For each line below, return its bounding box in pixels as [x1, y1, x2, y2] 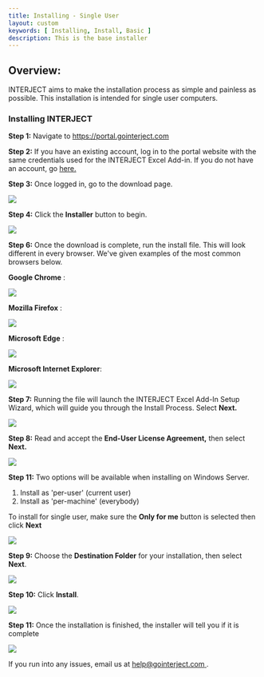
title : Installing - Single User [8, 11, 120, 20]
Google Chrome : [8, 273, 66, 282]
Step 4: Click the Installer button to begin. [8, 209, 148, 220]
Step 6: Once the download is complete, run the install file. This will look [8, 241, 246, 250]
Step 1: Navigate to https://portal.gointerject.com [8, 131, 170, 141]
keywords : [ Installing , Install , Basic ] [8, 26, 152, 34]
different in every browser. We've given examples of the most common [8, 249, 241, 258]
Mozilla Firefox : [8, 303, 62, 313]
